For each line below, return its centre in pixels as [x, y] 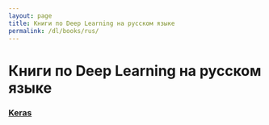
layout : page [30, 16]
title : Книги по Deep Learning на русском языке [92, 23]
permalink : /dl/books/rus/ [54, 31]
